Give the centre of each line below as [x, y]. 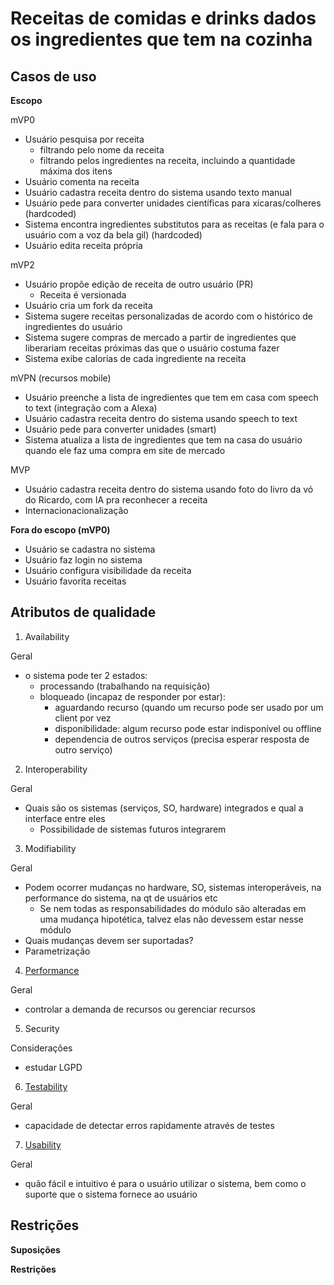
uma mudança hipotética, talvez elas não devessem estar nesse [171, 919]
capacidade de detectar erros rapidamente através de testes [149, 1125]
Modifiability [50, 848]
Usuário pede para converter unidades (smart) [120, 429]
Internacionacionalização [76, 510]
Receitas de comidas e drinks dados [163, 18]
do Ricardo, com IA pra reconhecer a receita [116, 500]
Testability [46, 1086]
